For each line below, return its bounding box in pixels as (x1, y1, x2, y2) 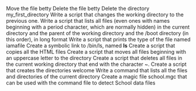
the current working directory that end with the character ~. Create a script (6, 61, 187, 68)
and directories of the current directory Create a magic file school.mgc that (6, 73, 187, 80)
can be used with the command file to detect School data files (6, 79, 156, 86)
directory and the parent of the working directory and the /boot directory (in (6, 30, 189, 37)
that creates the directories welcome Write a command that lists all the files (6, 67, 188, 73)
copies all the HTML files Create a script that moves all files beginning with (6, 48, 186, 55)
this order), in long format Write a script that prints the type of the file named (6, 36, 191, 43)
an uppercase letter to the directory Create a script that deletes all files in (6, 55, 183, 61)
